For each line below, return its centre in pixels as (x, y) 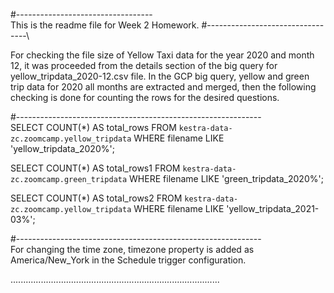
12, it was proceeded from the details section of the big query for (144, 65)
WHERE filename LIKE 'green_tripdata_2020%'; (226, 178)
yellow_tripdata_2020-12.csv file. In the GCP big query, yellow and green (160, 76)
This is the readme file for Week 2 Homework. (105, 25)
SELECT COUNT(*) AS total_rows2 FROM (96, 198)
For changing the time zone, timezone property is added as (132, 249)
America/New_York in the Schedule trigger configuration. (128, 260)
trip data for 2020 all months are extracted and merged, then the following (163, 87)
